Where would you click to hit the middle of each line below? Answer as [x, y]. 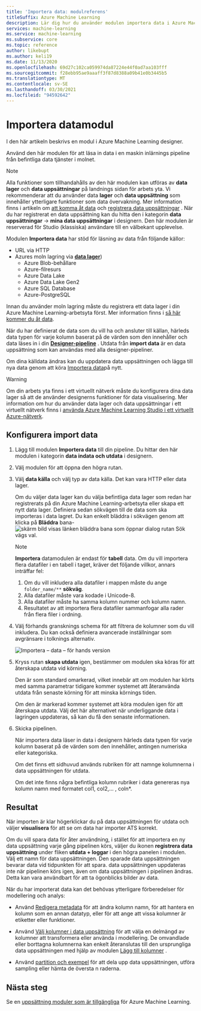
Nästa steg [27, 987]
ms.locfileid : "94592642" [38, 95]
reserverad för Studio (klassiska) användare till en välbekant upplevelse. [95, 227]
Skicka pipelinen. [36, 728]
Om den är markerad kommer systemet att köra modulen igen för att [99, 704]
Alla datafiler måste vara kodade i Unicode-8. [80, 595]
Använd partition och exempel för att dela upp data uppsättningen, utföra [105, 962]
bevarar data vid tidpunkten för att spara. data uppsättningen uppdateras [96, 865]
